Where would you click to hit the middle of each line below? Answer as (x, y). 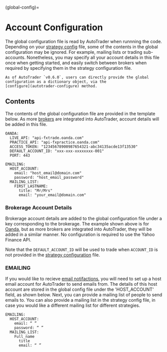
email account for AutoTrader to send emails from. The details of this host (81, 284)
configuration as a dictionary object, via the (56, 82)
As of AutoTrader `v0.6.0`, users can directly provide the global (77, 77)
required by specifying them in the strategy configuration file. (68, 68)
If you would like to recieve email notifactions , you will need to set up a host (83, 279)
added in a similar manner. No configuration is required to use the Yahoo (80, 234)
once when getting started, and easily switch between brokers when (76, 63)
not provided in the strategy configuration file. (53, 255)
